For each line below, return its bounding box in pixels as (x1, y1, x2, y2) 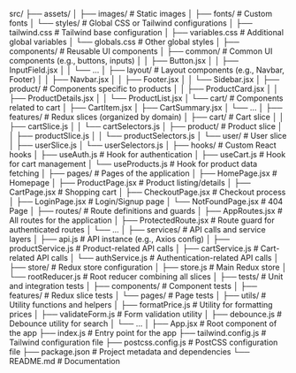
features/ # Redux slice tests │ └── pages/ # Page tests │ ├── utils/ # (9, 290, 267, 301)
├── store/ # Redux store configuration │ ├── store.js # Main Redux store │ (9, 262, 287, 272)
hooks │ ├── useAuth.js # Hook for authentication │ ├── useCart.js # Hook (9, 149, 286, 159)
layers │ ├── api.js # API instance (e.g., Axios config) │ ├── (9, 234, 230, 244)
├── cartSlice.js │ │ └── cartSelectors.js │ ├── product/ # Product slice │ (9, 121, 283, 132)
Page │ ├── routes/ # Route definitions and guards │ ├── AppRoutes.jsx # (9, 206, 283, 216)
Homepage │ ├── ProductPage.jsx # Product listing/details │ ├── (9, 178, 251, 187)
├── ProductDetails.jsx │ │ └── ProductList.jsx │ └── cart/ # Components (9, 93, 285, 103)
